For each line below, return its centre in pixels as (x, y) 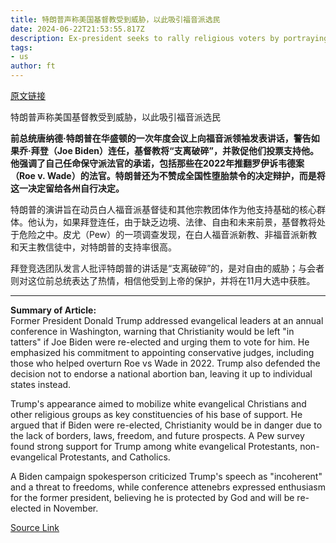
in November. (71, 508)
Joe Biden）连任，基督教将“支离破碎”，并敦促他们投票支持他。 (188, 150)
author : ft (33, 66)
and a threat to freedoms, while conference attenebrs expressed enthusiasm (168, 487)
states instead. (41, 384)
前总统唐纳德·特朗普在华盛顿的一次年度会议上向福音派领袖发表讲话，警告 (161, 138)
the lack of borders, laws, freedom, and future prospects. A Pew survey (157, 435)
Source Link (35, 527)
